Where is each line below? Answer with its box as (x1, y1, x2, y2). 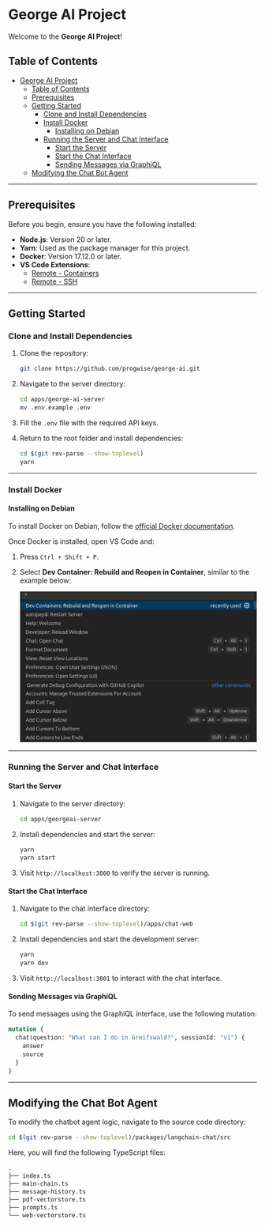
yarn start (19, 854, 56, 862)
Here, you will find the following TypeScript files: (8, 1148, 166, 1157)
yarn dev (19, 959, 49, 968)
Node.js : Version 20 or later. (19, 235, 112, 244)
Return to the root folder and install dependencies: (19, 433, 184, 443)
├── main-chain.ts (8, 1180, 69, 1188)
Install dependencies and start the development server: (19, 934, 200, 944)
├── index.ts (8, 1172, 51, 1180)
